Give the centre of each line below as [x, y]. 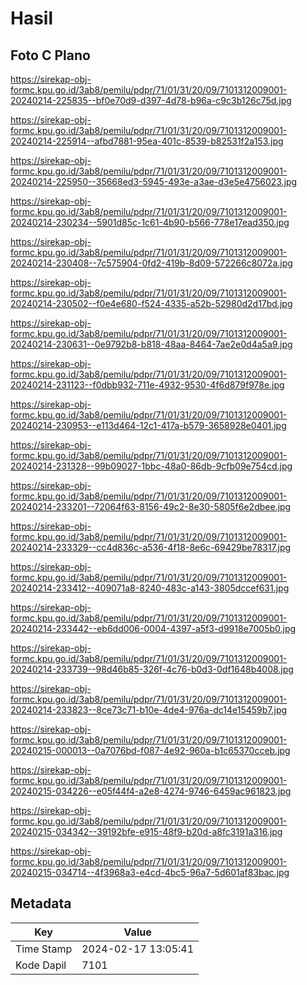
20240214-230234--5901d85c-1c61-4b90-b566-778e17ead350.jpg [150, 222]
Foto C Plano [50, 55]
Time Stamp [44, 949]
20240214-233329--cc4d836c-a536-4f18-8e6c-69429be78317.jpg [151, 547]
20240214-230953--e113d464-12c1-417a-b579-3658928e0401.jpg [148, 425]
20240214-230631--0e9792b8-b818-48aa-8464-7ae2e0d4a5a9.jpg [151, 344]
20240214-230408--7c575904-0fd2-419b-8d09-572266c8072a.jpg [151, 263]
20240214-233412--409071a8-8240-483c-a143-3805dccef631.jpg [150, 588]
